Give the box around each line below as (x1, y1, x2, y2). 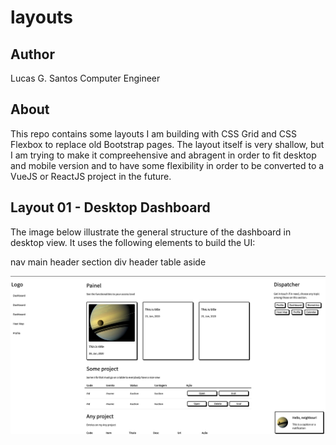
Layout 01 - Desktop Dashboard (10, 199, 211, 216)
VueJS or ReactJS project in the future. (10, 170, 172, 182)
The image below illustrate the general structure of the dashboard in (10, 226, 292, 238)
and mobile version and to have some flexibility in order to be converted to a (10, 159, 325, 171)
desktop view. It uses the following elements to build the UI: (10, 236, 256, 248)
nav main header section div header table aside (10, 256, 207, 268)
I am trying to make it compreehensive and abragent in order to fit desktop (10, 149, 317, 161)
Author (10, 46, 55, 63)
